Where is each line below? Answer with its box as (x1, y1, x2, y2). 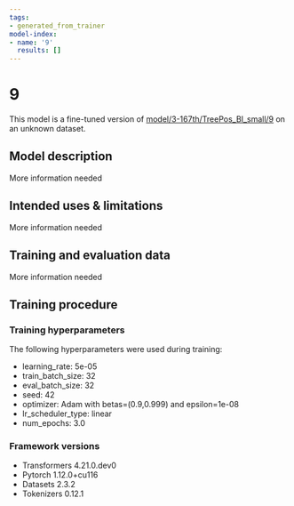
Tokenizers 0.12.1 (21, 488, 84, 499)
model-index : (9, 29, 58, 38)
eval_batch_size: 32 (21, 380, 95, 391)
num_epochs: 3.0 (21, 418, 86, 429)
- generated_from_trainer (9, 21, 105, 30)
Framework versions (9, 440, 100, 453)
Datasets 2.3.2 (21, 479, 75, 490)
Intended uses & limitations (9, 198, 163, 213)
